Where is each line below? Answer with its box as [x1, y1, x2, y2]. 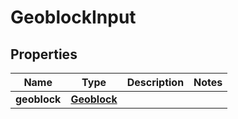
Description [126, 76, 185, 89]
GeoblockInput [10, 6, 137, 29]
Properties [10, 46, 78, 63]
